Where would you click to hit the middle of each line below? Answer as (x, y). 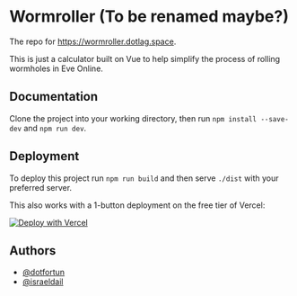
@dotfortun (44, 273)
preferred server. (41, 187)
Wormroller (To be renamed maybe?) (149, 17)
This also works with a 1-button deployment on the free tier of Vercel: (137, 205)
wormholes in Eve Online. (56, 68)
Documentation (54, 97)
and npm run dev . (55, 128)
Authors (33, 251)
